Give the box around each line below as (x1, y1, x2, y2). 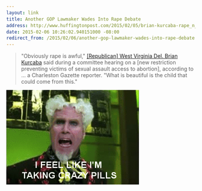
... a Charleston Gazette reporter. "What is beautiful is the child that (20, 72, 188, 79)
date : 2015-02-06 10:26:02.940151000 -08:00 (6, 29, 120, 35)
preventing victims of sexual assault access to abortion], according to (20, 65, 194, 72)
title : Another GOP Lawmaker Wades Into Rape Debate (6, 16, 141, 22)
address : (6, 22, 28, 28)
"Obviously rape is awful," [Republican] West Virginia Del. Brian (20, 52, 178, 60)
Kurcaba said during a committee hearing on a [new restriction (20, 59, 176, 66)
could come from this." (20, 78, 78, 86)
